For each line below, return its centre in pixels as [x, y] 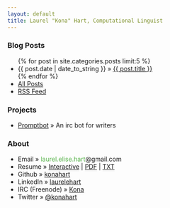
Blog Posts [26, 46]
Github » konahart [44, 175]
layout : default [31, 14]
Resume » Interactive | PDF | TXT [66, 167]
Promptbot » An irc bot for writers [67, 125]
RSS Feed [32, 91]
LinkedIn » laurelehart [49, 182]
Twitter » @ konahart [47, 197]
